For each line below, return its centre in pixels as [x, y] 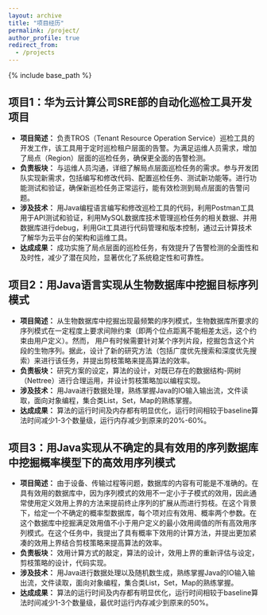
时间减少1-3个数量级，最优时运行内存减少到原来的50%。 [120, 603]
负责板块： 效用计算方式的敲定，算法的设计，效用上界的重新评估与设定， [139, 553]
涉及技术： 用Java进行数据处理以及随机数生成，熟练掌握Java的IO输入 [134, 573]
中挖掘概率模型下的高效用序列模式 [92, 463]
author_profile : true [44, 38]
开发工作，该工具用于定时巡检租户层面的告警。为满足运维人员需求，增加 [138, 147]
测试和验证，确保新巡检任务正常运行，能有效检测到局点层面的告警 [135, 187]
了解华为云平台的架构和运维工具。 [75, 237]
